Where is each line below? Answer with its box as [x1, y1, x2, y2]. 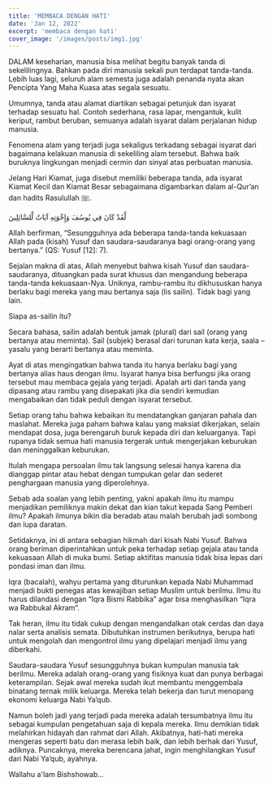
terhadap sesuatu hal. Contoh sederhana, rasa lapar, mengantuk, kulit [8, 107, 242, 117]
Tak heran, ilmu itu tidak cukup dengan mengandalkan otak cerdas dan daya [8, 619, 264, 628]
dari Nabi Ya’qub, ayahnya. [8, 753, 98, 764]
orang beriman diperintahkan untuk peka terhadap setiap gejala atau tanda [8, 544, 258, 554]
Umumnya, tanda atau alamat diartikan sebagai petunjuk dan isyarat [8, 98, 236, 108]
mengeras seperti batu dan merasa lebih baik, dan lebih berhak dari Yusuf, [8, 736, 258, 746]
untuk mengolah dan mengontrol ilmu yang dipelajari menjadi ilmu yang [8, 636, 248, 646]
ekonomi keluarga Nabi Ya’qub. [8, 695, 112, 705]
